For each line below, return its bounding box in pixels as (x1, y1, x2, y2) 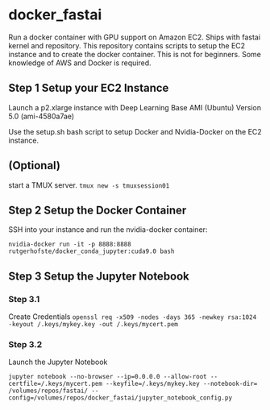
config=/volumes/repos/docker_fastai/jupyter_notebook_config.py (8, 394, 232, 402)
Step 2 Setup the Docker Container (8, 203, 187, 217)
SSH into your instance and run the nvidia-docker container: (8, 225, 208, 234)
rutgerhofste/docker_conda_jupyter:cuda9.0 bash (8, 247, 175, 255)
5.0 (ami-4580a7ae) (8, 111, 75, 121)
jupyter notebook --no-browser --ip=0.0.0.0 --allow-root (8, 373, 207, 381)
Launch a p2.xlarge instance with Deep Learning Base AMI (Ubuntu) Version (8, 102, 262, 112)
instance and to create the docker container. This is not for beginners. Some (8, 49, 262, 59)
